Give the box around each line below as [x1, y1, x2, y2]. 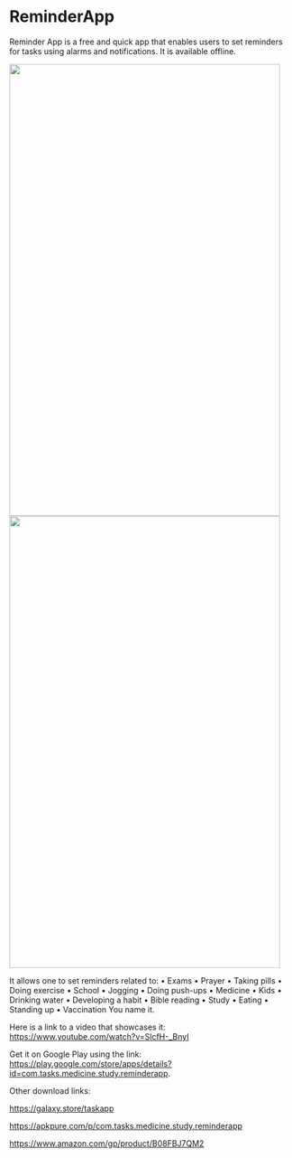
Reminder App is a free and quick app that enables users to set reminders [9, 36, 283, 47]
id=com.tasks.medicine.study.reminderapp [9, 1068, 169, 1078]
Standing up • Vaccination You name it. [9, 1003, 155, 1014]
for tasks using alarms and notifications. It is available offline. [9, 45, 236, 56]
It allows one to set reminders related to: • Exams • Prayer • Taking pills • [9, 974, 282, 986]
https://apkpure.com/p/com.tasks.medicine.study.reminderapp [9, 1120, 243, 1131]
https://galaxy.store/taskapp [9, 1103, 114, 1114]
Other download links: [9, 1085, 91, 1096]
